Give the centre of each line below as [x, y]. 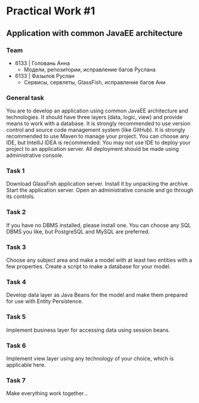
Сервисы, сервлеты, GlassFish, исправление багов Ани [95, 82]
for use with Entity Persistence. [45, 301]
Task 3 [16, 247]
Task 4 [16, 281]
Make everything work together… [47, 393]
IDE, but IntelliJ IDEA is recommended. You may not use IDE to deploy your [98, 143]
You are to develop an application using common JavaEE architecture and [97, 111]
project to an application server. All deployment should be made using [93, 149]
